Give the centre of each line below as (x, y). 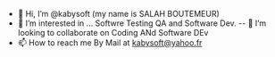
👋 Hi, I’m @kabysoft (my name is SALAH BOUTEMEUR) (119, 14)
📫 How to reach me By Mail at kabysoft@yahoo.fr (110, 43)
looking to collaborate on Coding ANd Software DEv (113, 33)
